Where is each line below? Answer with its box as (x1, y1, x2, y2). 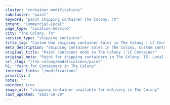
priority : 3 (5, 73, 30, 78)
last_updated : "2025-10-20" (5, 92, 65, 97)
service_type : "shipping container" (5, 36, 82, 41)
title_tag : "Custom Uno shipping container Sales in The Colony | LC (5, 40, 155, 45)
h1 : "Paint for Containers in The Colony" (5, 64, 96, 69)
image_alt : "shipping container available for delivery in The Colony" (5, 87, 159, 92)
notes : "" (5, 78, 26, 83)
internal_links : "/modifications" (5, 69, 78, 74)
